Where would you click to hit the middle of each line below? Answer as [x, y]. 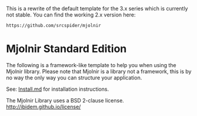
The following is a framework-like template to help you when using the [91, 65]
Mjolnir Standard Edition [66, 49]
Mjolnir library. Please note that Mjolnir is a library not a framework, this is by [99, 71]
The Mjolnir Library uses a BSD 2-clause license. [65, 100]
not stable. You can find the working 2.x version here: [71, 15]
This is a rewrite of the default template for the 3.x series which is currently [97, 9]
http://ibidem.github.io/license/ [44, 107]
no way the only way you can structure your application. [74, 77]
